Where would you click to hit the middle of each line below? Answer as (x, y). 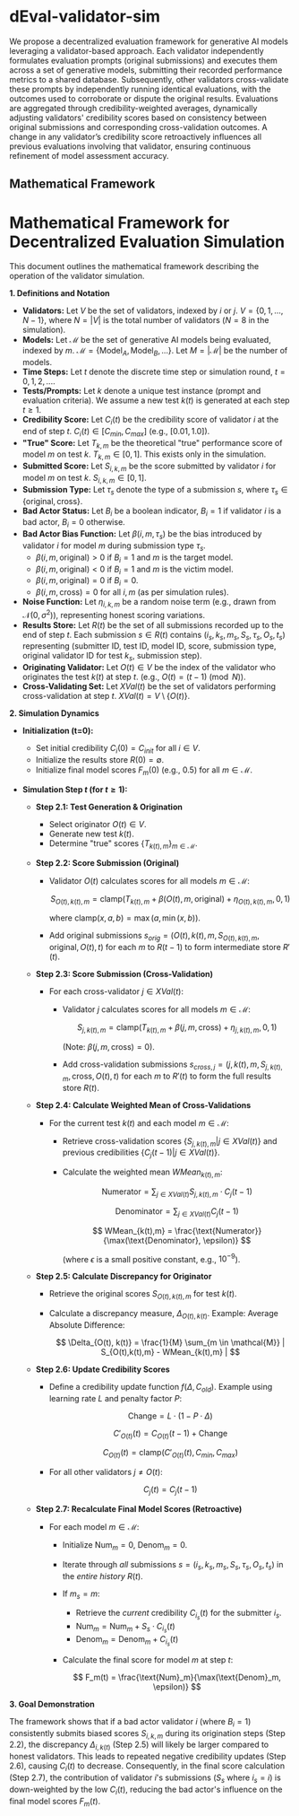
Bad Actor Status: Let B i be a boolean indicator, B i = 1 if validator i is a (152, 511)
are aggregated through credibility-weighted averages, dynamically (133, 108)
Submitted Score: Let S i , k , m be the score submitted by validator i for (149, 467)
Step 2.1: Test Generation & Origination (109, 807)
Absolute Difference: (87, 1324)
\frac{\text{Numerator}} (218, 1230)
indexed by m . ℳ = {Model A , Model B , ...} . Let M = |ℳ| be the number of (155, 352)
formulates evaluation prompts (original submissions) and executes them (143, 60)
